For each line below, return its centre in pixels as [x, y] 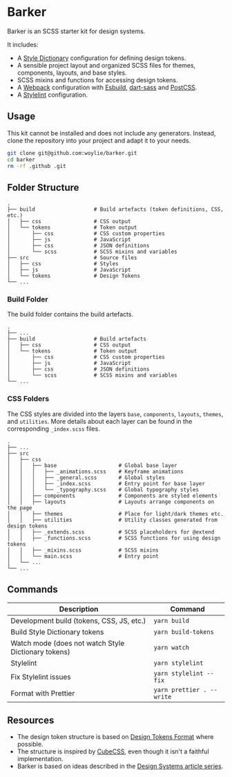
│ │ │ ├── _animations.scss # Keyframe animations [96, 471]
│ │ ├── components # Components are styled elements [112, 496]
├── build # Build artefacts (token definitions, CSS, [116, 209]
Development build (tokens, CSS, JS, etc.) [78, 621]
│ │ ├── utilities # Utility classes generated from [112, 520]
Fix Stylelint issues [41, 677]
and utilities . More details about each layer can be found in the [100, 421]
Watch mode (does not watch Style [68, 643]
